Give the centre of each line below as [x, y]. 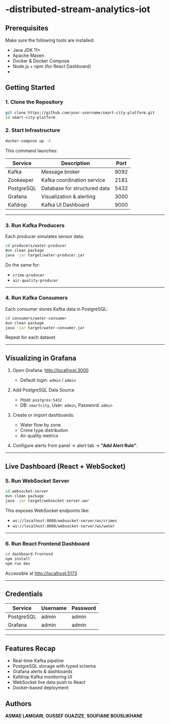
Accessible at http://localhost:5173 [41, 573]
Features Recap [30, 648]
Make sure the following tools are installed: [50, 40]
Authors [18, 703]
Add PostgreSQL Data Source [44, 390]
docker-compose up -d [28, 141]
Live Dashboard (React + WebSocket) [66, 466]
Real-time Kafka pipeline [38, 661]
